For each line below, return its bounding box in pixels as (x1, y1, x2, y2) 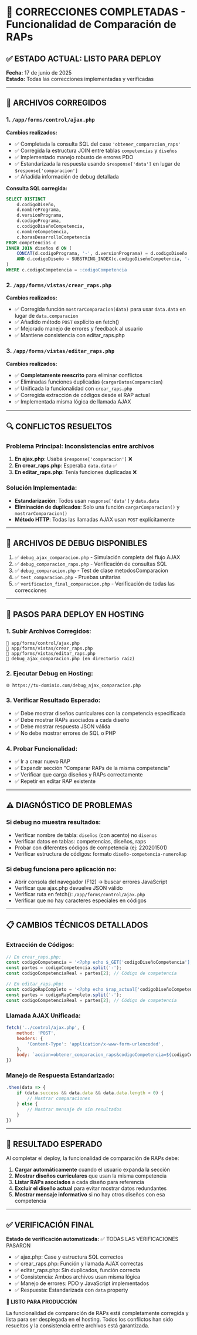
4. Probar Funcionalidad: (6, 744, 78, 752)
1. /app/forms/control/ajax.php (6, 116, 95, 124)
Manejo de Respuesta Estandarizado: (6, 1071, 115, 1080)
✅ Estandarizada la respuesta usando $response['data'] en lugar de (14, 160, 181, 167)
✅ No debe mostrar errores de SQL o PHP (14, 729, 116, 737)
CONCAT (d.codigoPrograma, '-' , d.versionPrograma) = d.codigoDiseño (16, 251, 188, 257)
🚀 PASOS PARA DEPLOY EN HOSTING (6, 609, 144, 619)
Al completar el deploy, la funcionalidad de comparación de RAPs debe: (6, 1155, 179, 1162)
